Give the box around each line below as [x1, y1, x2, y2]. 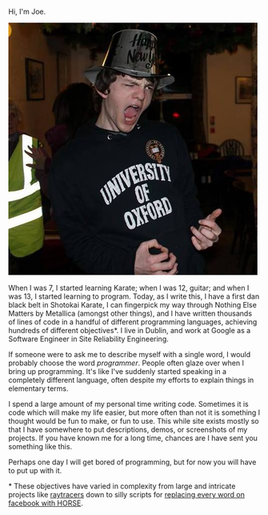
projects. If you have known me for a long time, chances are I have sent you [8, 433, 258, 443]
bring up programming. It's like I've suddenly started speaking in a [8, 367, 226, 376]
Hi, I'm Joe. [8, 7, 46, 16]
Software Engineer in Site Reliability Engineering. [8, 334, 170, 344]
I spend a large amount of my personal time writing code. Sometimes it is [8, 400, 250, 408]
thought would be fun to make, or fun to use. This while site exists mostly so [8, 416, 259, 425]
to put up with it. [8, 466, 62, 475]
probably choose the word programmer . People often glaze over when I [8, 358, 244, 368]
